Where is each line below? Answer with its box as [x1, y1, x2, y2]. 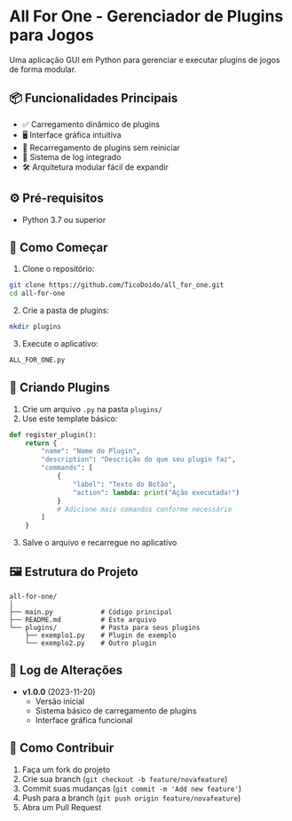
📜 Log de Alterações [9, 663, 123, 678]
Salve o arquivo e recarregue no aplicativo [21, 538, 178, 548]
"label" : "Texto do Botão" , [72, 480, 177, 489]
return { [25, 438, 58, 448]
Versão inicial [35, 696, 85, 706]
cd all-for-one [9, 289, 66, 299]
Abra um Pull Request [21, 801, 102, 812]
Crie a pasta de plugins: [21, 305, 109, 316]
